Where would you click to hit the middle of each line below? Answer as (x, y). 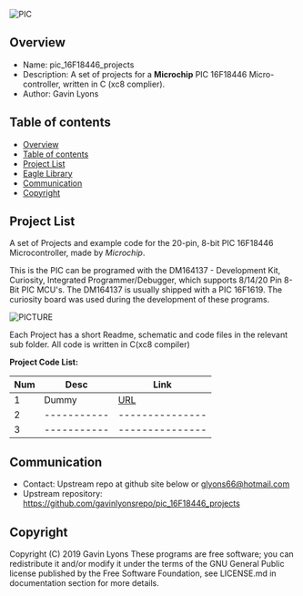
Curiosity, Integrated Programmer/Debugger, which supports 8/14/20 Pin (146, 280)
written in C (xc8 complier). (114, 84)
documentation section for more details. (84, 583)
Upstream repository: (62, 494)
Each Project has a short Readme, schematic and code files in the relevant (149, 335)
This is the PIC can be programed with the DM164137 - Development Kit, (145, 271)
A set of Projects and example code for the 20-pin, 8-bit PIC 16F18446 (141, 243)
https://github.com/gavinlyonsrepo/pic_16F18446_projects (131, 504)
